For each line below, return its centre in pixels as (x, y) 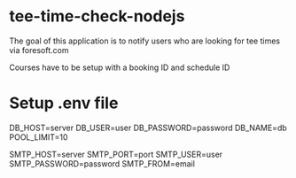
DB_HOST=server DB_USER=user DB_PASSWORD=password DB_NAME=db (148, 128)
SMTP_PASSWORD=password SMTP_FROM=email (102, 163)
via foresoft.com (39, 50)
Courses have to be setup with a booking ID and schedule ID (120, 67)
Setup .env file (64, 103)
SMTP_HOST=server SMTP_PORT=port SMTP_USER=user (116, 154)
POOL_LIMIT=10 (39, 137)
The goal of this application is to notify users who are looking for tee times (145, 41)
